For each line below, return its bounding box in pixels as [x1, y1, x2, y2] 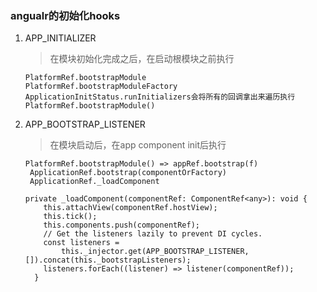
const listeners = [43, 238, 120, 248]
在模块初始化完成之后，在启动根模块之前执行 [49, 53, 235, 65]
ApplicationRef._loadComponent [29, 177, 160, 187]
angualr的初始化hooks [10, 8, 121, 22]
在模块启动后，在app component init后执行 [49, 139, 227, 151]
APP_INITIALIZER [24, 32, 97, 44]
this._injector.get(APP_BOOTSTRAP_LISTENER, [61, 247, 250, 257]
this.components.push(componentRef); [43, 220, 200, 231]
